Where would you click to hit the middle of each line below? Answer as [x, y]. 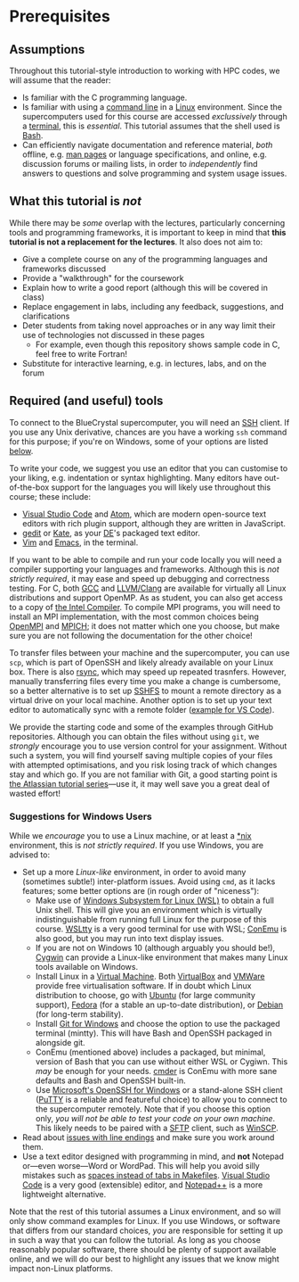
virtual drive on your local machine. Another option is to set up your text [141, 700]
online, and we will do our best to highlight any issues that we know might [145, 1259]
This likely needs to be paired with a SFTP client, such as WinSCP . [157, 1128]
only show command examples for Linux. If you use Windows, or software [145, 1220]
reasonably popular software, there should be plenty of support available [143, 1249]
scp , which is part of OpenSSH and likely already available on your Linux [141, 662]
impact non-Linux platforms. [61, 1268]
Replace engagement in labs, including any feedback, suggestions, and [153, 306]
